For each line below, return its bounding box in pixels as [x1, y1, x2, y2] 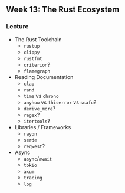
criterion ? [23, 61, 51, 68]
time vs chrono [23, 92, 59, 99]
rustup [23, 43, 40, 49]
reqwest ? [23, 142, 45, 149]
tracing [23, 175, 42, 181]
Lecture [6, 22, 29, 31]
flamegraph [23, 68, 51, 74]
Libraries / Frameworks [14, 123, 71, 130]
